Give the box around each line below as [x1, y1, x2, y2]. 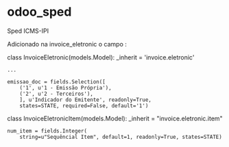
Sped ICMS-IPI [7, 27, 49, 35]
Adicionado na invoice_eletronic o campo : [7, 40, 127, 48]
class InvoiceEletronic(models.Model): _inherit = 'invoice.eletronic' [7, 53, 195, 62]
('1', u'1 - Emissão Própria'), [19, 84, 112, 91]
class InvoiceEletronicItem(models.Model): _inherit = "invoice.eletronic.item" [7, 114, 223, 122]
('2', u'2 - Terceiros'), [19, 90, 94, 97]
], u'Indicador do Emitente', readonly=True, [19, 96, 152, 103]
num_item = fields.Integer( [7, 127, 88, 134]
